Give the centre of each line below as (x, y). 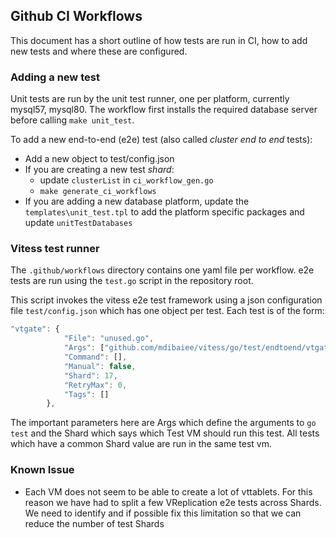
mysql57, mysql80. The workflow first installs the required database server (164, 110)
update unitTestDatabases (78, 223)
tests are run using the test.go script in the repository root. (132, 281)
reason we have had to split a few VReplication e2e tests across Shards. (173, 502)
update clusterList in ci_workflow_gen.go (126, 180)
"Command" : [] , (95, 357)
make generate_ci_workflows (98, 192)
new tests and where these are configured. (99, 51)
